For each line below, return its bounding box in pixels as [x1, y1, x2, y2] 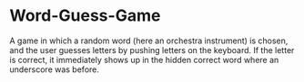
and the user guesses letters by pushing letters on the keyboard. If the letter [9, 44, 295, 55]
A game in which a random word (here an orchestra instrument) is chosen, [9, 35, 289, 46]
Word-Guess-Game [9, 5, 161, 26]
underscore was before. [9, 64, 100, 75]
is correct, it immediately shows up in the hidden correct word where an [9, 54, 279, 65]
